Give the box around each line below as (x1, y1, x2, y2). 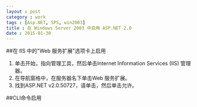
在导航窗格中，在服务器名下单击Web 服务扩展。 (14, 75, 131, 82)
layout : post (6, 8, 41, 15)
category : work (6, 14, 46, 20)
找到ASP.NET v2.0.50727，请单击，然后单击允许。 (14, 82, 138, 89)
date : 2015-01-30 (6, 31, 51, 36)
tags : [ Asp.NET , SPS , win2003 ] (6, 19, 85, 25)
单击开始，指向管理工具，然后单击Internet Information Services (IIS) (14, 60, 179, 67)
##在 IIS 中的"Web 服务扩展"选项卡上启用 (6, 48, 106, 55)
